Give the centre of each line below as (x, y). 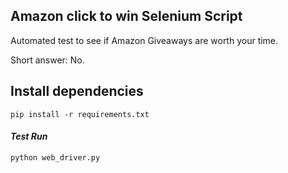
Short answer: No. (47, 60)
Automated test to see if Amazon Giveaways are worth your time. (144, 40)
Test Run (29, 136)
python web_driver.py (55, 157)
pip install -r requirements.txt (80, 114)
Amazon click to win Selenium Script (126, 16)
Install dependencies (77, 91)
